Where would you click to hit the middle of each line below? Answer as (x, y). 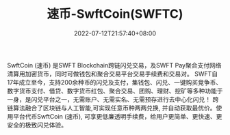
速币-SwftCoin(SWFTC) (115, 14)
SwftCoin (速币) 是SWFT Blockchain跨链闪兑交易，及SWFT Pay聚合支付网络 (114, 65)
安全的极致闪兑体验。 (37, 125)
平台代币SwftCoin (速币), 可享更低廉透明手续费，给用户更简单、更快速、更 (117, 116)
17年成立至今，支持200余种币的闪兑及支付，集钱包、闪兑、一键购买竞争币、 (115, 82)
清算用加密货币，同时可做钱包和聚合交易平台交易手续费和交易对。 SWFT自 (113, 74)
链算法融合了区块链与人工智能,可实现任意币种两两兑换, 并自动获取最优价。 (112, 108)
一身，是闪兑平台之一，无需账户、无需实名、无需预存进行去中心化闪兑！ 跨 (113, 99)
